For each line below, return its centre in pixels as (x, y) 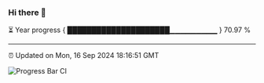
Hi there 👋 (27, 13)
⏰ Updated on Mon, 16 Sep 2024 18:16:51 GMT (84, 56)
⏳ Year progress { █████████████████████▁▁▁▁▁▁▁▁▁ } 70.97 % (130, 30)
